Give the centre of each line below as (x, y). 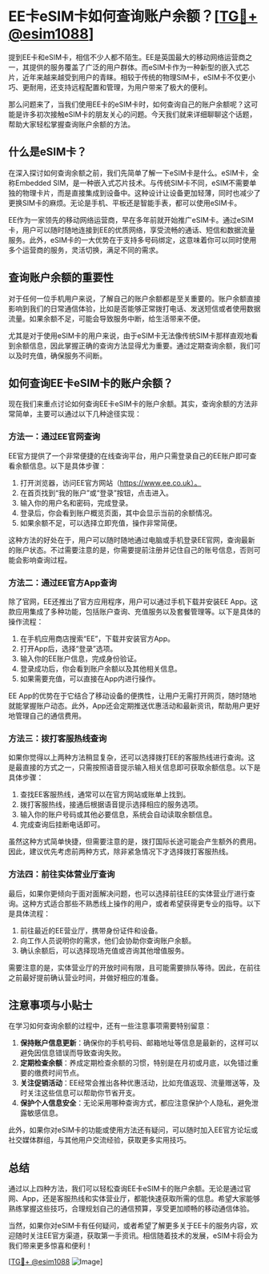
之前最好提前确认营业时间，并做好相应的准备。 (85, 978)
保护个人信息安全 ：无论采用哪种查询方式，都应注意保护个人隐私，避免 (136, 1103)
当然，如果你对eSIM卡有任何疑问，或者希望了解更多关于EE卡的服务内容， (130, 1226)
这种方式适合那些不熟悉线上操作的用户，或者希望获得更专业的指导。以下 (141, 903)
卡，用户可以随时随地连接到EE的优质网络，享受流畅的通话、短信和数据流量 (132, 230)
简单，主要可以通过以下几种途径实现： (78, 414)
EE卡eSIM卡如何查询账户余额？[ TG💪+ (133, 16)
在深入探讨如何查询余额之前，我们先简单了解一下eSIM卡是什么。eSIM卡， (130, 172)
